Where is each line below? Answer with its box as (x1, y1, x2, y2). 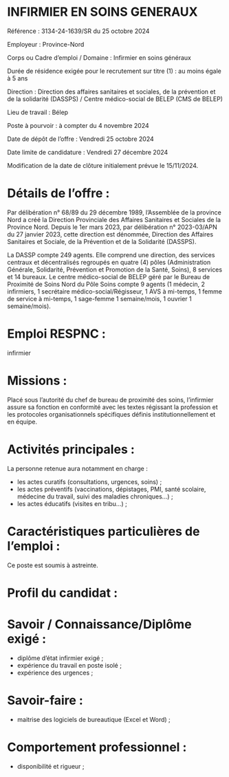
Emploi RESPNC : (7, 326, 107, 342)
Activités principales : (7, 441, 135, 457)
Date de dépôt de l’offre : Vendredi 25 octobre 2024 (7, 135, 155, 143)
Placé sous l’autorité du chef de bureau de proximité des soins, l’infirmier (7, 395, 214, 404)
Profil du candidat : (7, 585, 118, 600)
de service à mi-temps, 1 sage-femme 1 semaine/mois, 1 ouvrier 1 (7, 294, 193, 303)
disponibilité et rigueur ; (17, 762, 85, 770)
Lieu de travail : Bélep (7, 108, 69, 116)
